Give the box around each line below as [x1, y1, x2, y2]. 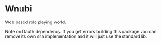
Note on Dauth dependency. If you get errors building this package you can [5, 28, 157, 34]
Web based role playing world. [5, 19, 67, 25]
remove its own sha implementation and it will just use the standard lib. [5, 33, 147, 39]
